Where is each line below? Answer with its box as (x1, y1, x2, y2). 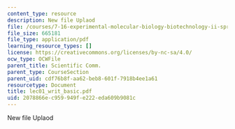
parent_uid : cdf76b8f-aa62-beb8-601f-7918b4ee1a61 (7, 75, 158, 82)
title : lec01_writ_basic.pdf (7, 88, 92, 95)
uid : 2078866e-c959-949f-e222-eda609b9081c (7, 95, 136, 102)
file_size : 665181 (7, 29, 61, 37)
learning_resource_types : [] (7, 43, 92, 50)
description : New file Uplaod (7, 17, 96, 24)
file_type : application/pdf (7, 36, 90, 43)
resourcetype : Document (7, 82, 77, 89)
